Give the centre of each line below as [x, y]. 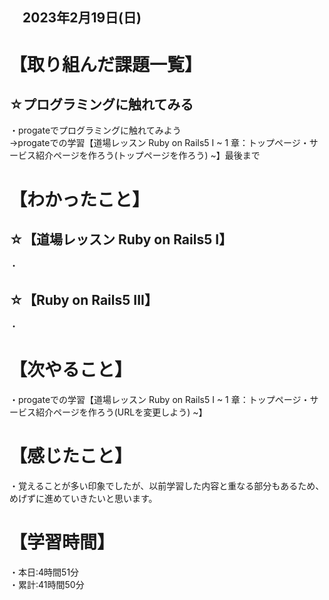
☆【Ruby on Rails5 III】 [83, 299]
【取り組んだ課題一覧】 [106, 64]
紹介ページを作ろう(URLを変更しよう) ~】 [121, 412]
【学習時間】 [62, 542]
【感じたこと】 [71, 456]
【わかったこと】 [80, 199]
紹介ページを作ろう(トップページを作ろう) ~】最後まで [148, 155]
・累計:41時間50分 [47, 585]
